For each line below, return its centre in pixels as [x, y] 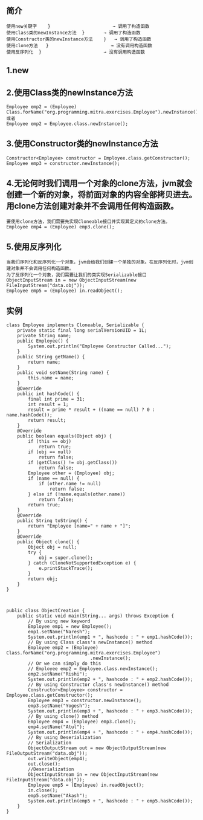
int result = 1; [48, 405]
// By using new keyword [59, 621]
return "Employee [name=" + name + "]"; [79, 526]
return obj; [43, 579]
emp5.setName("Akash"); [58, 796]
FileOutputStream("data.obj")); [47, 754]
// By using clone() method [63, 717]
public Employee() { [43, 341]
